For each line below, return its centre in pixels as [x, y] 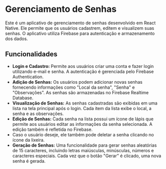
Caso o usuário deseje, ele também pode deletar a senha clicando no [83, 134]
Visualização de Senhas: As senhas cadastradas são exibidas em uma [85, 103]
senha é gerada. [29, 161]
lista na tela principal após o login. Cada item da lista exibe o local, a [82, 108]
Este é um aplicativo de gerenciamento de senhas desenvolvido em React [81, 23]
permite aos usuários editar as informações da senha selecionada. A [82, 124]
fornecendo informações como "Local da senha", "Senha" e [74, 87]
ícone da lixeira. [28, 140]
